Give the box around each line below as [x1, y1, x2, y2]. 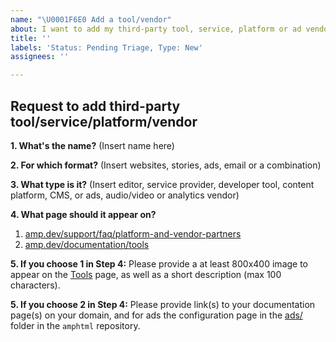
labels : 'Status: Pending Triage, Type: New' [10, 42, 203, 53]
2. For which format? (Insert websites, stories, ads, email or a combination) [10, 159, 322, 171]
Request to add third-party [10, 97, 181, 115]
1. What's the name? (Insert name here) [10, 139, 175, 151]
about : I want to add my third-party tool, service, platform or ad [10, 24, 302, 34]
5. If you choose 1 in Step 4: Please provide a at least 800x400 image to [10, 257, 309, 270]
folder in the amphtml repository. [10, 319, 141, 331]
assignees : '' [10, 52, 70, 62]
